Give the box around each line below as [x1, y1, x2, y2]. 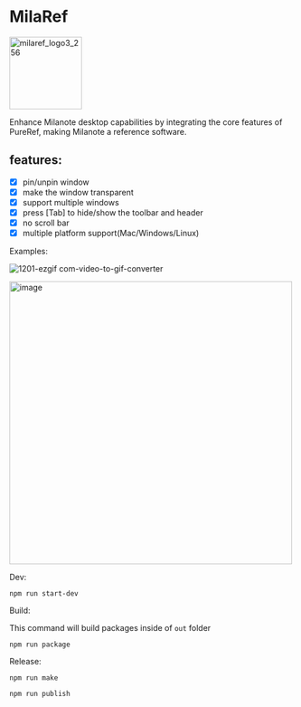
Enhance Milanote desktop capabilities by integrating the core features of [9, 116, 283, 128]
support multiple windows [22, 196, 119, 207]
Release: [9, 656, 42, 667]
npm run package [9, 640, 71, 649]
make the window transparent [22, 186, 134, 197]
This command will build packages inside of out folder [9, 623, 212, 634]
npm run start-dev [9, 589, 79, 598]
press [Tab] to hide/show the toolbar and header [22, 206, 203, 218]
